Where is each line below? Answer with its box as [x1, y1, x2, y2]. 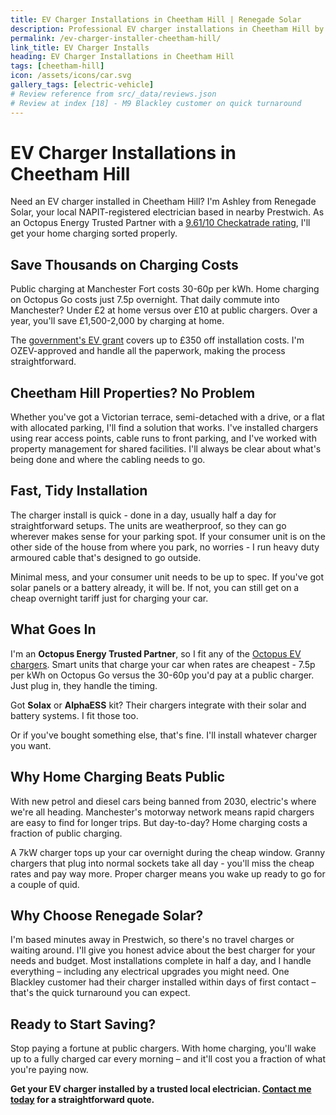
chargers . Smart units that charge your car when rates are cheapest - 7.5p [10, 658, 316, 670]
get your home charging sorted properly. [10, 227, 178, 240]
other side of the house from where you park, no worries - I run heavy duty [10, 541, 320, 553]
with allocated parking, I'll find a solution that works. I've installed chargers [10, 422, 319, 434]
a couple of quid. [10, 878, 80, 890]
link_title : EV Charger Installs [10, 42, 150, 53]
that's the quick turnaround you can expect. [10, 987, 191, 999]
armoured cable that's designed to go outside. [10, 551, 202, 563]
